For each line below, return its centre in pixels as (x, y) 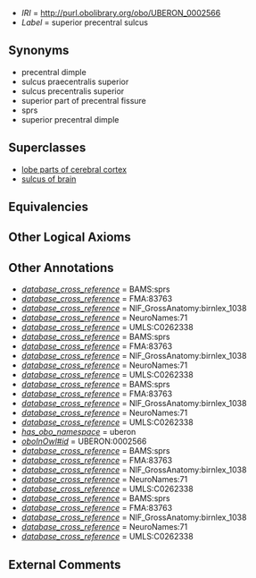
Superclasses (47, 148)
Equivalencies (48, 207)
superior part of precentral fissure (83, 100)
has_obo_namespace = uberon (78, 432)
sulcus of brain (49, 179)
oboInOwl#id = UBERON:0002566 (84, 441)
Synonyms (39, 51)
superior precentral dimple (70, 119)
